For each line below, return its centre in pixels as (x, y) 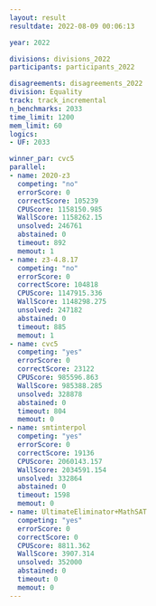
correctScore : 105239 (58, 201)
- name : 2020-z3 (40, 175)
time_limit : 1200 (42, 117)
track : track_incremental (58, 100)
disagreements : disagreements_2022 (76, 84)
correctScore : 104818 (58, 285)
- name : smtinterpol (48, 428)
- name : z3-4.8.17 (44, 260)
